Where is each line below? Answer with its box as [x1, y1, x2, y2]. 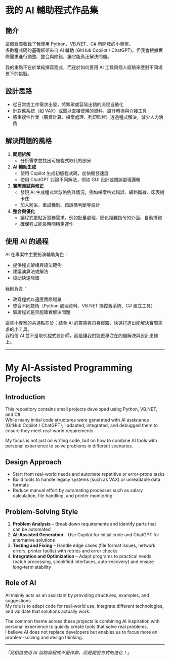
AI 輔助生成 [12, 163, 36, 170]
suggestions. [5, 597, 32, 604]
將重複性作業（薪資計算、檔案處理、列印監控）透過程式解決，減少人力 [12, 114, 159, 120]
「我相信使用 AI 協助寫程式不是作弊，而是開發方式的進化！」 [5, 649, 132, 655]
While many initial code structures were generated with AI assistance [5, 417, 149, 423]
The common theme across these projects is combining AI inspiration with [5, 618, 160, 624]
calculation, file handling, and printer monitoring [12, 493, 113, 499]
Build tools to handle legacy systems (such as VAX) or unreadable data [12, 476, 161, 482]
